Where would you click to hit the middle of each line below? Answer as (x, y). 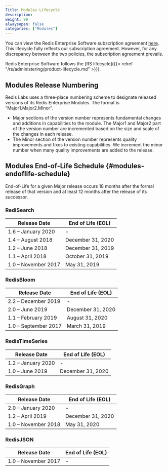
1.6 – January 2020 (31, 232)
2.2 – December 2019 (34, 301)
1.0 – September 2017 (35, 326)
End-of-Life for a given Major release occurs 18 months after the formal (80, 186)
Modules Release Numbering (52, 85)
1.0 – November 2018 (34, 424)
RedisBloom (20, 280)
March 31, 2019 (86, 326)
